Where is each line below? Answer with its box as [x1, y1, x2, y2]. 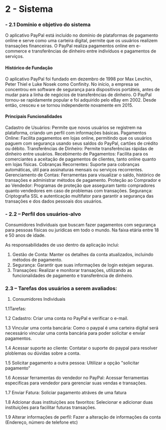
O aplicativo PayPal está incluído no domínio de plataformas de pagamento [5, 32, 159, 38]
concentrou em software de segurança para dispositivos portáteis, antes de [5, 86, 160, 92]
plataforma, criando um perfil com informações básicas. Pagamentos [5, 130, 147, 136]
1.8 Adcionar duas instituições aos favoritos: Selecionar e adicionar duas [5, 399, 153, 405]
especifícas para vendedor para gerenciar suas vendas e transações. [5, 380, 147, 386]
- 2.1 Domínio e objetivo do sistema [5, 21, 91, 28]
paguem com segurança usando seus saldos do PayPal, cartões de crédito [5, 140, 159, 146]
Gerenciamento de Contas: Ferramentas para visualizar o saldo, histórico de [5, 172, 161, 178]
